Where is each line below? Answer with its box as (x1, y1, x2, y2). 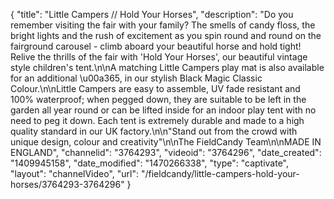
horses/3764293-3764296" (10, 179, 125, 190)
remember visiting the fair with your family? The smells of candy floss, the (10, 19, 316, 31)
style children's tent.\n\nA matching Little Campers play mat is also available (10, 62, 325, 73)
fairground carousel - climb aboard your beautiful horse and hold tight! (10, 40, 302, 52)
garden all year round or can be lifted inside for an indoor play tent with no (10, 104, 317, 116)
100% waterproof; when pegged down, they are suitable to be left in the (10, 94, 307, 105)
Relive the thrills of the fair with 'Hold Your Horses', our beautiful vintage (10, 51, 308, 63)
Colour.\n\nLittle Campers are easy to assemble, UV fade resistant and (10, 83, 301, 94)
